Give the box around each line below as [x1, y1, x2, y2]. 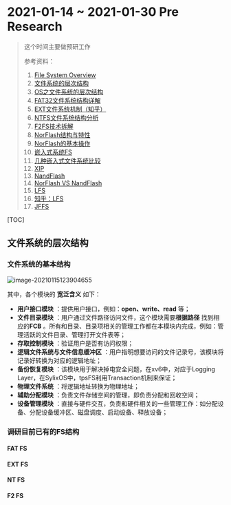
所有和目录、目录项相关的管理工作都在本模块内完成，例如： [49, 322, 218, 330]
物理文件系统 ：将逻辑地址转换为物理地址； [16, 382, 140, 390]
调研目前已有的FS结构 [7, 426, 80, 436]
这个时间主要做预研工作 [23, 42, 91, 50]
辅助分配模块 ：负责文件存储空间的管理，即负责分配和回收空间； [16, 391, 200, 399]
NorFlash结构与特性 [34, 130, 91, 138]
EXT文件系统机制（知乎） [34, 105, 107, 113]
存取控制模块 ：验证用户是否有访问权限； [16, 339, 134, 347]
